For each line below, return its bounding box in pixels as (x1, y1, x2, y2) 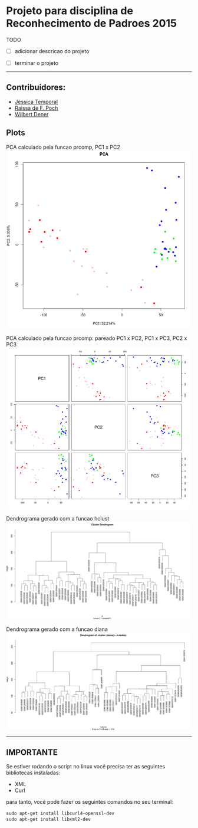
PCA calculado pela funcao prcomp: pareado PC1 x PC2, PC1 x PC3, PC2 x (6, 335, 187, 342)
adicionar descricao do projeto (14, 47, 90, 54)
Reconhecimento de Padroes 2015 (6, 17, 177, 30)
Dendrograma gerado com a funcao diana (6, 626, 108, 633)
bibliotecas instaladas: (6, 769, 61, 777)
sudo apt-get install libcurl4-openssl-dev (6, 810, 115, 817)
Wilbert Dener (14, 110, 49, 117)
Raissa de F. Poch (14, 104, 58, 112)
